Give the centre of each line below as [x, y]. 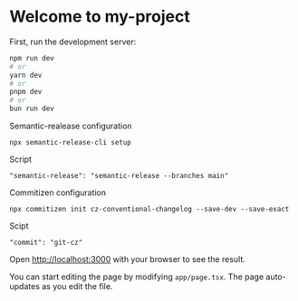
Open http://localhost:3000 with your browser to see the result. [128, 259]
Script [20, 159]
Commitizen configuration [58, 193]
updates [25, 287]
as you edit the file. [77, 287]
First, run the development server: [73, 42]
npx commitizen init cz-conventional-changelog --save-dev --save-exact [149, 210]
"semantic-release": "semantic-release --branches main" [119, 176]
